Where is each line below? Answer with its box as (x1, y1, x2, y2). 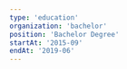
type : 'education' (9, 13, 79, 22)
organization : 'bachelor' (9, 22, 107, 30)
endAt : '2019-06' (9, 47, 75, 56)
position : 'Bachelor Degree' (9, 30, 120, 39)
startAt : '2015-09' (9, 38, 83, 47)
